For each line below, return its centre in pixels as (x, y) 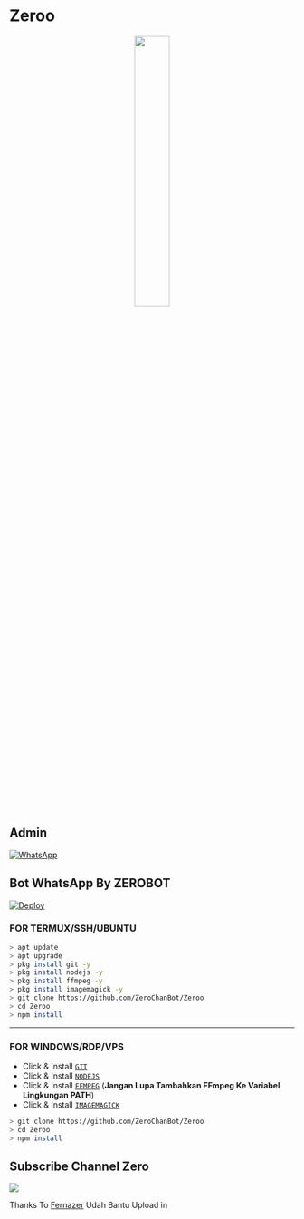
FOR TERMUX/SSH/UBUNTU (73, 928)
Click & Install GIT (55, 1067)
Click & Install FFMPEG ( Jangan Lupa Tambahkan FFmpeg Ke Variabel (151, 1086)
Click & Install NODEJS (61, 1076)
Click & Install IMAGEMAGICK (71, 1105)
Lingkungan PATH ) (58, 1095)
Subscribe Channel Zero (79, 1167)
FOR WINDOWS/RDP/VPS (66, 1046)
